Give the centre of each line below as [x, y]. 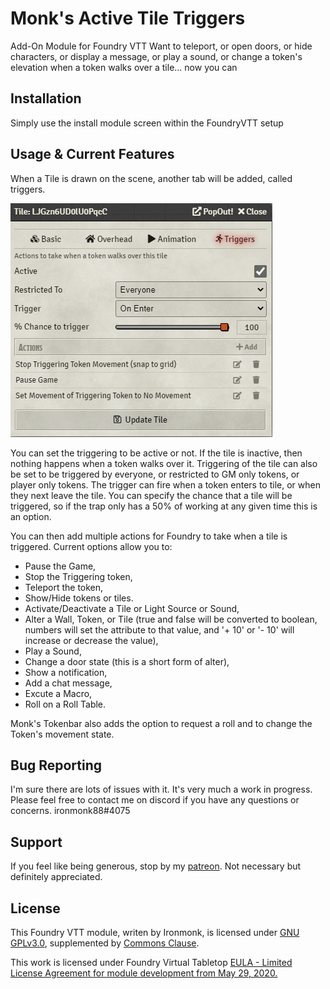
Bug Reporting [56, 765]
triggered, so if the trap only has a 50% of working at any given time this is [164, 506]
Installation [46, 98]
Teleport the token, [64, 587]
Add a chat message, [68, 683]
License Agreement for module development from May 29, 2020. [144, 973]
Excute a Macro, [58, 693]
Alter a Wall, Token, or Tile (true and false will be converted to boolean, [171, 619]
